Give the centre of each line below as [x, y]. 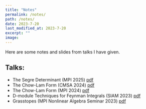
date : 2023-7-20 [22, 24]
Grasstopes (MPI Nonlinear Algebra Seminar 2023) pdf [69, 101]
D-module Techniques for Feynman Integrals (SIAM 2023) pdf [77, 95]
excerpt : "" [18, 33]
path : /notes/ [20, 19]
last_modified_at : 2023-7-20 [36, 28]
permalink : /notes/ [26, 14]
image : [12, 38]
